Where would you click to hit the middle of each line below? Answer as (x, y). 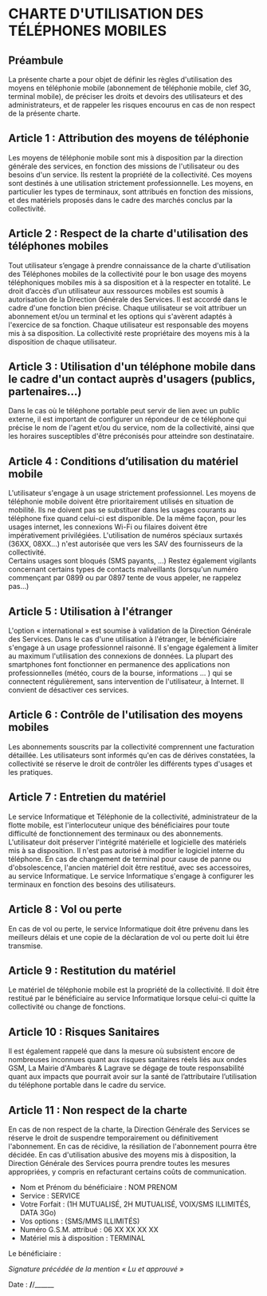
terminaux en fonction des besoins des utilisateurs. (92, 884)
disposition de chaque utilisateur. (63, 342)
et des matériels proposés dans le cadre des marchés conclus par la (120, 200)
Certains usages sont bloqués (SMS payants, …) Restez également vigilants (132, 561)
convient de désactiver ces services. (69, 690)
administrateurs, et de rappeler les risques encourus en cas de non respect (132, 105)
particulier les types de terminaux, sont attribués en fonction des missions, (131, 192)
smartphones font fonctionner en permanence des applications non (119, 665)
